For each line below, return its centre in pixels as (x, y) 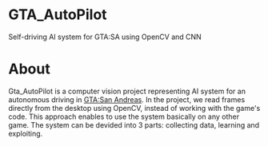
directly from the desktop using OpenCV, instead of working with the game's (134, 108)
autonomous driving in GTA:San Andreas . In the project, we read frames (127, 99)
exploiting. (26, 133)
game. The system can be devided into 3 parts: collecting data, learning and (134, 124)
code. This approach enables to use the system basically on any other (124, 116)
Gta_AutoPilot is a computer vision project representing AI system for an (127, 91)
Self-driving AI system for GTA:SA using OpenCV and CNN (105, 37)
